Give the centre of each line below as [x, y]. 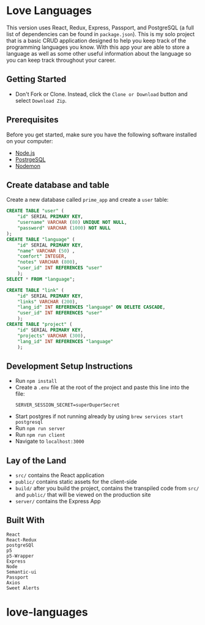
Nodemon [28, 166]
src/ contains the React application [60, 475]
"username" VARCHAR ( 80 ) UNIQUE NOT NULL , [72, 223]
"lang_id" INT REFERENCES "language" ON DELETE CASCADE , [91, 307]
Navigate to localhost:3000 [50, 442]
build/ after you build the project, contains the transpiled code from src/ [107, 488]
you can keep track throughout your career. [61, 60]
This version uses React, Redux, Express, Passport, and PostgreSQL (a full [100, 28]
